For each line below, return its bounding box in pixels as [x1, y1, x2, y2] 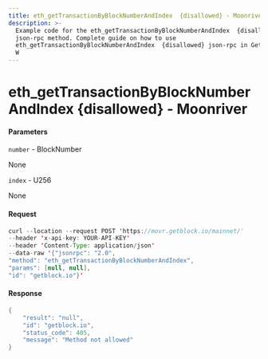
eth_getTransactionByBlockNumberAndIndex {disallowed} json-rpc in [15, 41, 248, 49]
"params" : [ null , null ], [8, 264, 91, 272]
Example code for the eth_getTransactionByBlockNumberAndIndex [15, 26, 230, 34]
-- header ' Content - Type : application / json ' [8, 242, 156, 250]
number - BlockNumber [8, 144, 82, 154]
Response [8, 289, 42, 298]
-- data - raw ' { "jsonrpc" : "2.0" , [8, 249, 116, 258]
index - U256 [8, 176, 52, 185]
